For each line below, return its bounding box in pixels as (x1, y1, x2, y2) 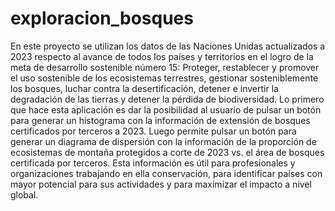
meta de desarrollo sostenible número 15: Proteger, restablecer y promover (10, 61, 320, 73)
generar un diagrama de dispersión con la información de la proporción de (10, 135, 317, 147)
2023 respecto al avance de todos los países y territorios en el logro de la (10, 50, 314, 62)
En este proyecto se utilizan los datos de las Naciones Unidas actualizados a (10, 40, 326, 52)
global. (10, 188, 39, 201)
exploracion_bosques (10, 7, 194, 30)
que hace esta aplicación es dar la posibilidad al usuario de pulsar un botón (10, 103, 322, 116)
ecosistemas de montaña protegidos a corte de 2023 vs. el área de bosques (10, 146, 325, 158)
